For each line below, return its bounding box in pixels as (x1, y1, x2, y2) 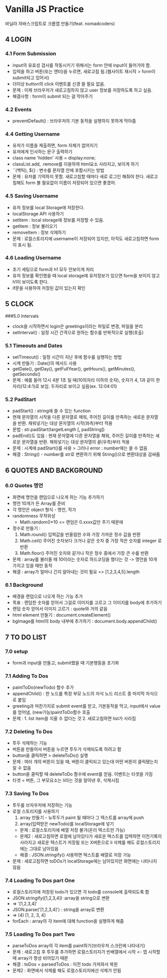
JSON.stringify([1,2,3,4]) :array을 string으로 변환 (12, 895, 110, 901)
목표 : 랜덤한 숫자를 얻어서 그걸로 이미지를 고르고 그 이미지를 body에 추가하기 (12, 600, 162, 606)
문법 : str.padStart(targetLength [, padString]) (12, 427, 105, 433)
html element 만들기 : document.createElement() (12, 612, 111, 618)
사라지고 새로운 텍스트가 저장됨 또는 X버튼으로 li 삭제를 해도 (19, 839, 135, 845)
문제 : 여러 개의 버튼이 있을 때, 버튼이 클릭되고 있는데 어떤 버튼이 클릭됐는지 (12, 759, 158, 765)
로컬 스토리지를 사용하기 (12, 808, 60, 814)
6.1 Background (5, 581, 43, 588)
